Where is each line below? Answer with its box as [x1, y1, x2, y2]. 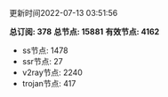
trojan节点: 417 [21, 78, 76, 88]
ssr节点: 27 [21, 56, 64, 66]
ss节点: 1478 [21, 45, 68, 56]
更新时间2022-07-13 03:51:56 [9, 8, 118, 18]
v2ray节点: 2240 [21, 67, 83, 78]
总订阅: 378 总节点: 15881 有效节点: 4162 [9, 26, 160, 37]
